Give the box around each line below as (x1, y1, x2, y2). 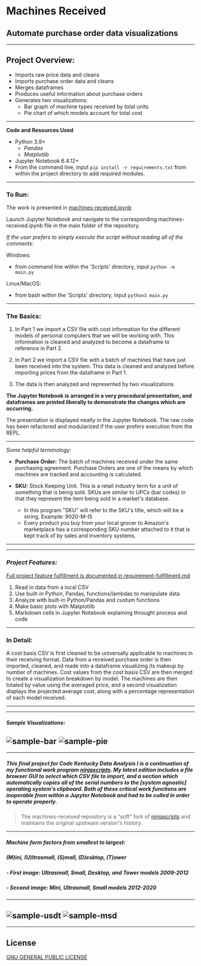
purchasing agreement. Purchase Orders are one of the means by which (14, 464, 193, 472)
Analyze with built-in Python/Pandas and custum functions (14, 596, 160, 603)
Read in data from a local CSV (14, 584, 89, 591)
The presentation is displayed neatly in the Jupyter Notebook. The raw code (6, 417, 194, 424)
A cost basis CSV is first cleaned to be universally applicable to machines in (6, 649, 193, 657)
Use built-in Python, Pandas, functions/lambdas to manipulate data (14, 590, 181, 597)
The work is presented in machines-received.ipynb (6, 204, 132, 211)
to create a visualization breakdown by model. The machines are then (6, 675, 178, 682)
